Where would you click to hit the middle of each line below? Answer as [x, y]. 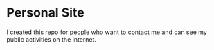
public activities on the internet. [52, 39]
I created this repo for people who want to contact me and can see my [107, 32]
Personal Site [45, 13]
